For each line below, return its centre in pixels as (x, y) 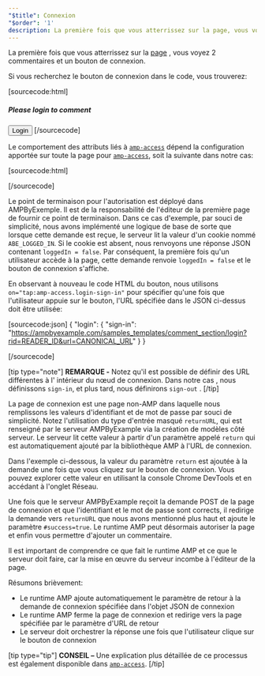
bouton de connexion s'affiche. (59, 269)
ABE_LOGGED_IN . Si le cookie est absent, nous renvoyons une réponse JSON (129, 244)
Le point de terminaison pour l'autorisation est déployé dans (106, 202)
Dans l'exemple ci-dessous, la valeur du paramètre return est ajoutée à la (128, 461)
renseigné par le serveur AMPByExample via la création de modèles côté (127, 429)
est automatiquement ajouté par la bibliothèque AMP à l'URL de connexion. (130, 446)
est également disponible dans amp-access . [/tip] (86, 664)
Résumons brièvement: (46, 583)
